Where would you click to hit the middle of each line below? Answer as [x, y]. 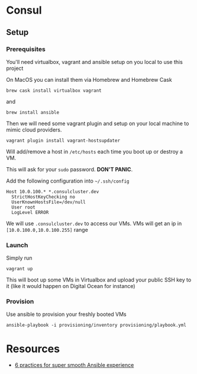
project [15, 68]
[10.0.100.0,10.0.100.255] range [47, 229]
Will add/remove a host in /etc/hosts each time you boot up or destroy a [95, 151]
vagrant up [20, 269]
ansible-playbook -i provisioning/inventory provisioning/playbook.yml [96, 325]
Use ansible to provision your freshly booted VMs [66, 314]
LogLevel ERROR [30, 212]
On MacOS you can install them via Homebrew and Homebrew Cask [89, 79]
